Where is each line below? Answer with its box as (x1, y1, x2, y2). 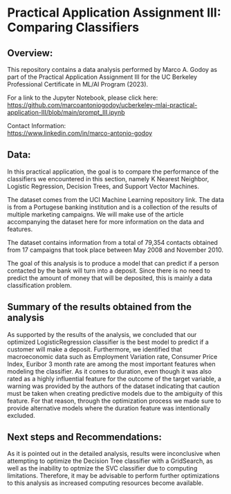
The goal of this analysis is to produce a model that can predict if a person (7, 259, 219, 267)
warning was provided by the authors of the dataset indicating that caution (7, 382, 220, 390)
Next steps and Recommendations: (7, 431, 163, 443)
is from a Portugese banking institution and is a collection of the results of (7, 203, 218, 211)
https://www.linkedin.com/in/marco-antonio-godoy (7, 129, 153, 137)
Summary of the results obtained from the (7, 301, 192, 313)
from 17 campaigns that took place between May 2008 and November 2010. (7, 246, 223, 254)
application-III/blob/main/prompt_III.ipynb (7, 109, 125, 116)
